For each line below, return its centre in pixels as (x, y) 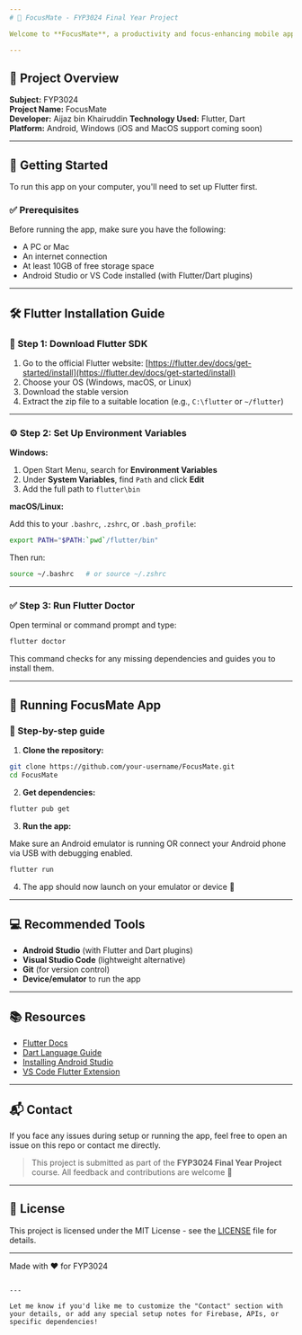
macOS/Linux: (37, 507)
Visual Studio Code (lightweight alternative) (104, 960)
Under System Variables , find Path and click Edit (113, 480)
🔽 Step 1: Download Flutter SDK (79, 343)
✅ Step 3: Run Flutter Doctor (72, 606)
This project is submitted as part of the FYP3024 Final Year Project (156, 1162)
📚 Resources (48, 1017)
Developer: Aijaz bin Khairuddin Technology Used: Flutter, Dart (127, 119)
